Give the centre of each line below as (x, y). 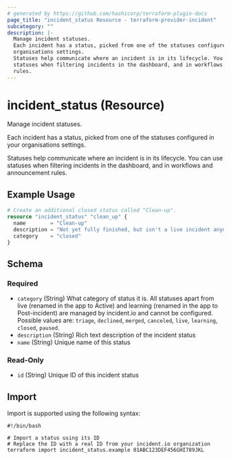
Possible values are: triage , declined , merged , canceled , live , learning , (117, 320)
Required (23, 283)
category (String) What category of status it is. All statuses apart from (115, 299)
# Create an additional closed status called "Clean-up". (92, 211)
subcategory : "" (30, 26)
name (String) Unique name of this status (74, 342)
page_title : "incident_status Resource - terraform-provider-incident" (112, 20)
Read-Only (26, 360)
